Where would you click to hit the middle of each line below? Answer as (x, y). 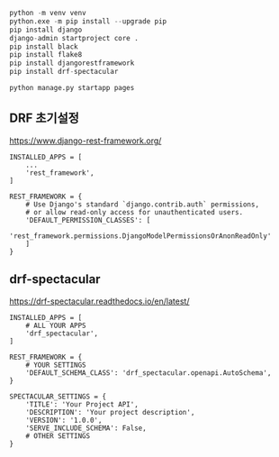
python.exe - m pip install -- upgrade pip (88, 21)
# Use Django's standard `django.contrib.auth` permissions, (142, 204)
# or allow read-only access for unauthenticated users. (135, 212)
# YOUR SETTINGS (56, 365)
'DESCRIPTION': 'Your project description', (110, 412)
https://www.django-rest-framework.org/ (85, 141)
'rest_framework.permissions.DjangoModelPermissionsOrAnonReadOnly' (140, 236)
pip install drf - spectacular (64, 72)
